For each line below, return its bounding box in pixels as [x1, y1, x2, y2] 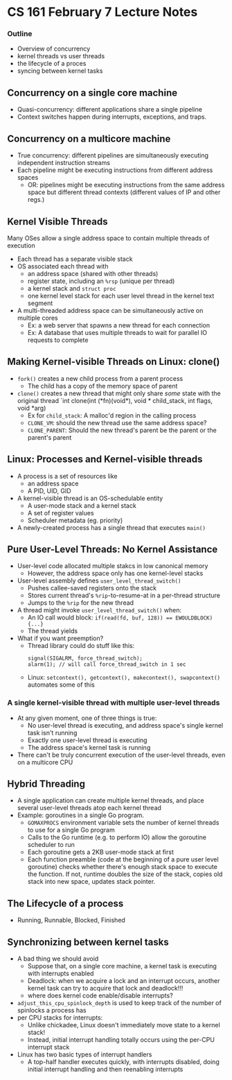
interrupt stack [27, 1043, 70, 1052]
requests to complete [27, 336, 89, 344]
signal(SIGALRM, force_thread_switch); [27, 655, 143, 662]
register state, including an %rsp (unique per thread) [27, 277, 175, 285]
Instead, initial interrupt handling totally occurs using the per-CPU [27, 1036, 215, 1044]
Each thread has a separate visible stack [17, 255, 133, 263]
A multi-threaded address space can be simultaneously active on [17, 306, 204, 314]
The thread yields [27, 627, 78, 635]
